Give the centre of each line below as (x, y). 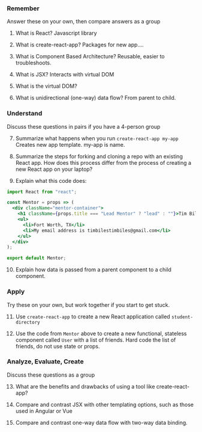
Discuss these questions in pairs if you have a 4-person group (84, 126)
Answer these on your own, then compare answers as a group (84, 22)
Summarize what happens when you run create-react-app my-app (97, 138)
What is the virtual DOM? (46, 86)
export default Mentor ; (37, 258)
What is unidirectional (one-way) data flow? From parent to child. (96, 98)
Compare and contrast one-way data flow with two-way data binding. (101, 422)
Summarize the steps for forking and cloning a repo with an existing (99, 156)
